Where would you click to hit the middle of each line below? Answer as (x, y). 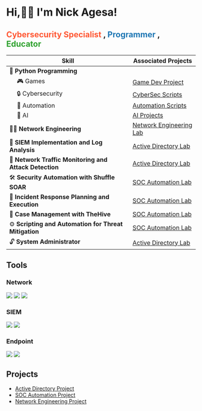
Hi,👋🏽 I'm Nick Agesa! (62, 12)
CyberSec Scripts (157, 94)
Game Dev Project (158, 82)
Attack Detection (34, 167)
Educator (24, 44)
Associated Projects (163, 61)
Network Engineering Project (51, 401)
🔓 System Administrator (45, 242)
